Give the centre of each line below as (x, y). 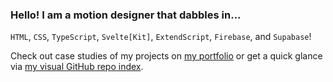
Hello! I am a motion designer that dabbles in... (126, 15)
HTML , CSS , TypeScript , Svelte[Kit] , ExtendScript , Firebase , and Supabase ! (161, 37)
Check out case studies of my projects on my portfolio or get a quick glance (166, 56)
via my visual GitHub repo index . (77, 67)
